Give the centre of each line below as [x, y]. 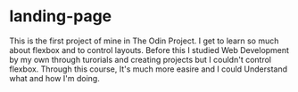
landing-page [61, 16]
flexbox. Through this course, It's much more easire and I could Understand [149, 69]
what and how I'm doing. [54, 78]
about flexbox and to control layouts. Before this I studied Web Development [149, 50]
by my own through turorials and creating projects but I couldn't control [141, 59]
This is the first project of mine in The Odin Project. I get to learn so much [144, 41]
